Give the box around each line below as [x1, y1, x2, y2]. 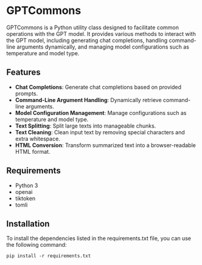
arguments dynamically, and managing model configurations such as [16, 43, 190, 50]
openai [15, 188, 33, 195]
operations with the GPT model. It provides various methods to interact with [6, 30, 196, 37]
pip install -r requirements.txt [6, 253, 91, 259]
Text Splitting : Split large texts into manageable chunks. [15, 122, 156, 129]
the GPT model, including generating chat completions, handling [6, 36, 168, 44]
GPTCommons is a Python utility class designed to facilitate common [6, 24, 179, 31]
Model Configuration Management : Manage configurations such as [15, 109, 187, 116]
